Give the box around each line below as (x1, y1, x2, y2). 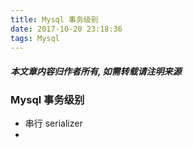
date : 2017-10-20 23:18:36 (10, 24, 123, 34)
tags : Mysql (10, 33, 60, 43)
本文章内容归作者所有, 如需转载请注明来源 (10, 65, 182, 77)
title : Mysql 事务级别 (10, 14, 99, 25)
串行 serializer (24, 117, 83, 130)
